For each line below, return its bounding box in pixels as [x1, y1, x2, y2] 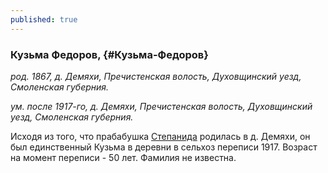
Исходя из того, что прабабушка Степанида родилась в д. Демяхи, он [10, 130, 311, 142]
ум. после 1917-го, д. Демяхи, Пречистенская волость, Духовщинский [10, 100, 313, 112]
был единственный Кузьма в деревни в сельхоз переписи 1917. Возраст [10, 141, 318, 153]
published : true [10, 14, 78, 25]
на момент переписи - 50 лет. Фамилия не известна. [10, 151, 237, 163]
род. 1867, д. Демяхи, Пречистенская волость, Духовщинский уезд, [10, 70, 302, 82]
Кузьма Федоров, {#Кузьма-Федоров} [10, 47, 209, 61]
